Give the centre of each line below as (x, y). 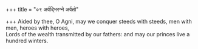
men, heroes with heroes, (38, 28)
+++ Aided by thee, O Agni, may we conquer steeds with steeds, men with (99, 21)
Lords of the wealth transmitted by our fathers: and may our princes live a (98, 34)
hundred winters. (27, 41)
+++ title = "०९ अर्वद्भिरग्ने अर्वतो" (42, 9)
